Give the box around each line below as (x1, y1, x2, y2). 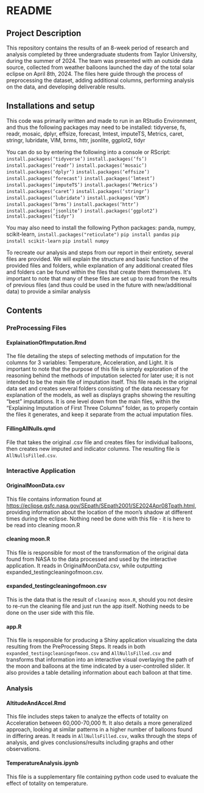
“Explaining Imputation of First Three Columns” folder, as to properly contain (6, 404, 199, 412)
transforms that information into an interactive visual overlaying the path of (6, 656, 194, 663)
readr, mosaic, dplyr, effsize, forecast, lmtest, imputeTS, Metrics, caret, (6, 130, 185, 137)
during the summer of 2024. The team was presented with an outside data (6, 57, 193, 64)
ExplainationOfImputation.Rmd (6, 338, 86, 346)
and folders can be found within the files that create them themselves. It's (6, 268, 192, 276)
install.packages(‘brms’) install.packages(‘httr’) (6, 201, 139, 208)
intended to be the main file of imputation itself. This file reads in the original (6, 378, 197, 386)
